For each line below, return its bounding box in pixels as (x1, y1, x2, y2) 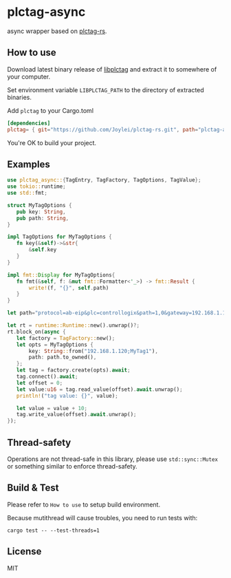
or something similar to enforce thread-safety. (7, 462, 137, 470)
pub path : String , (16, 215, 69, 222)
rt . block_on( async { (7, 328, 67, 335)
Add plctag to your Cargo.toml (7, 106, 94, 114)
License (7, 546, 42, 557)
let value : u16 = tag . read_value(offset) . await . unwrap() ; (16, 386, 184, 393)
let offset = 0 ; (16, 379, 63, 386)
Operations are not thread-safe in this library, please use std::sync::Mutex (7, 455, 219, 463)
